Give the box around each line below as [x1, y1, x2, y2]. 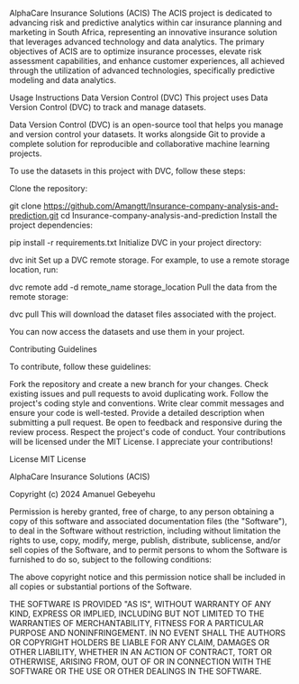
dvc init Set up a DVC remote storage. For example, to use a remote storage [9, 254, 290, 265]
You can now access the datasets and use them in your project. [9, 327, 245, 337]
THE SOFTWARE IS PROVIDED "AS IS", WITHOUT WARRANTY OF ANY [9, 599, 272, 609]
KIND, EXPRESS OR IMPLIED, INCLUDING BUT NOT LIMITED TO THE [9, 608, 265, 619]
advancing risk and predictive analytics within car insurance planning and [9, 17, 282, 28]
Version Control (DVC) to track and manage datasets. [9, 102, 207, 112]
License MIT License [9, 454, 86, 464]
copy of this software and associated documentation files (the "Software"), [9, 516, 288, 526]
